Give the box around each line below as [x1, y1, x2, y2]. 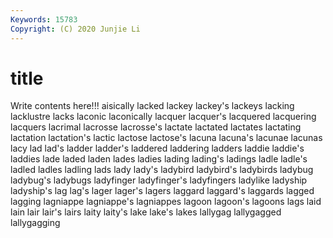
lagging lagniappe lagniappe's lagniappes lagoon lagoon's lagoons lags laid [10, 196, 322, 208]
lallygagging [10, 217, 61, 229]
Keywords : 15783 [10, 14, 78, 25]
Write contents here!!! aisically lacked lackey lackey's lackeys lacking [10, 100, 295, 112]
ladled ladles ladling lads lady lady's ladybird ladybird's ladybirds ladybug [10, 164, 314, 176]
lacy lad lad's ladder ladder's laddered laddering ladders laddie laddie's [10, 142, 305, 155]
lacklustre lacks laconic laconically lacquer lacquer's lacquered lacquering [10, 111, 317, 123]
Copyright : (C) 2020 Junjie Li [10, 24, 141, 34]
